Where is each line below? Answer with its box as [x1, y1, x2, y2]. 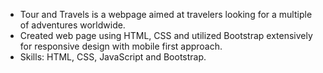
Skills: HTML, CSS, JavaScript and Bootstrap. [19, 51, 207, 63]
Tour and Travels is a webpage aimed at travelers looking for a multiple [19, 9, 313, 20]
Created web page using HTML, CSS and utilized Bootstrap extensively [19, 30, 313, 41]
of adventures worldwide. [19, 19, 126, 31]
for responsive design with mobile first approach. [19, 40, 223, 52]
